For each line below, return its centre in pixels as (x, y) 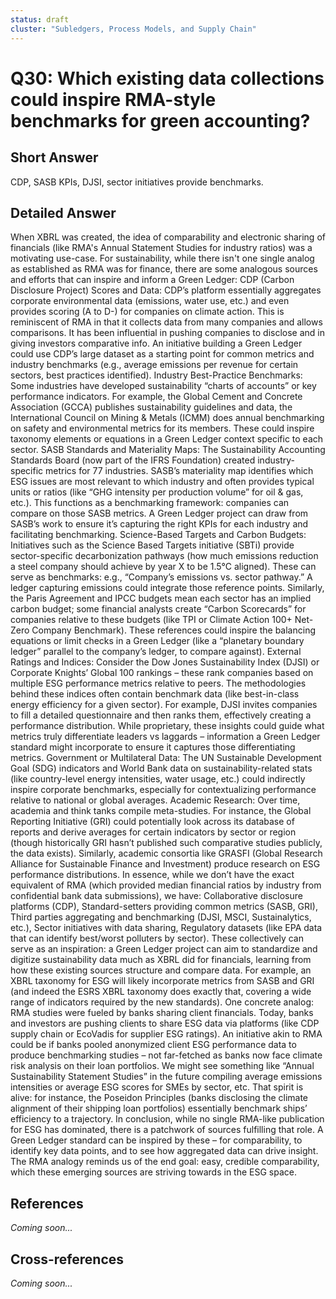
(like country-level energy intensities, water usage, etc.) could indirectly (158, 779)
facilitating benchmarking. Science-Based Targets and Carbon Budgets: (158, 535)
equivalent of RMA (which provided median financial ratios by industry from (166, 885)
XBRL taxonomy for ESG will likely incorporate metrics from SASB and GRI (162, 981)
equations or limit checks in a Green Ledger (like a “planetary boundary (157, 641)
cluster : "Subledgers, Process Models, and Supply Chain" (133, 29)
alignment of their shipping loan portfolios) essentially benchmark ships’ (159, 1108)
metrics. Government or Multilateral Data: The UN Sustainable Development (166, 758)
